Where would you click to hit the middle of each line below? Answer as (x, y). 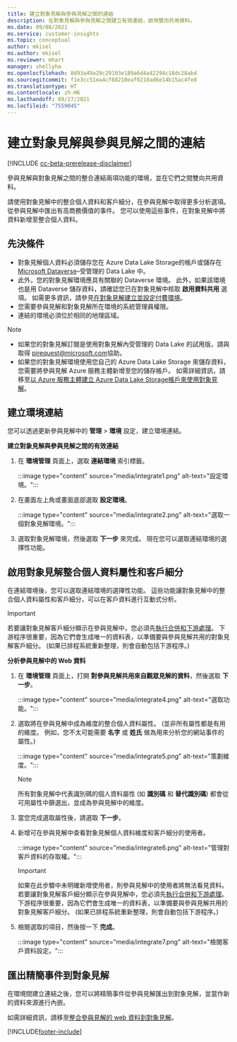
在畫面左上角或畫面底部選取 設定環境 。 (74, 500)
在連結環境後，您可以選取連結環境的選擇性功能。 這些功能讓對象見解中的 (113, 591)
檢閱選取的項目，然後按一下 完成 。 (68, 927)
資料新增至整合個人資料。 (44, 219)
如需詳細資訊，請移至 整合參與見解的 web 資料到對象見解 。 (92, 1018)
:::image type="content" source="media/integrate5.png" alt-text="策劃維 (123, 756)
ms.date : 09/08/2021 (38, 27)
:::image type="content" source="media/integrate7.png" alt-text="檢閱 (120, 942)
